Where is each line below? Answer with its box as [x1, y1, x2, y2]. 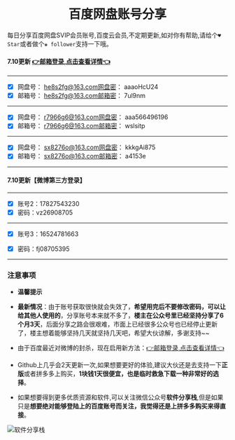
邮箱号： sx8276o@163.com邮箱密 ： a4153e [17, 152, 147, 160]
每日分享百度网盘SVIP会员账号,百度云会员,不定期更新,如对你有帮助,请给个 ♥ [7, 31, 222, 39]
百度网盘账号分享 [68, 6, 166, 22]
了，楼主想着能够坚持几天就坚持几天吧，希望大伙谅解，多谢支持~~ [17, 329, 210, 337]
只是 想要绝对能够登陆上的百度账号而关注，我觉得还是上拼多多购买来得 [17, 402, 220, 411]
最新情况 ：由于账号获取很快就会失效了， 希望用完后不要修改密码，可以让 [17, 303, 226, 311]
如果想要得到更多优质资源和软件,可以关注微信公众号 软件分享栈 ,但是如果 [17, 393, 224, 401]
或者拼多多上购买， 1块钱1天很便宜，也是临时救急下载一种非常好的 [23, 369, 213, 378]
